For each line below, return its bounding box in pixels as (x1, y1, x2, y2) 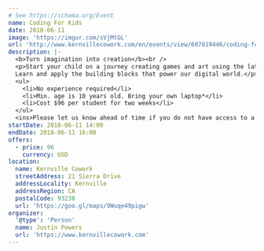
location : (8, 158, 41, 166)
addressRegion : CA (15, 186, 76, 195)
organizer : (8, 209, 44, 217)
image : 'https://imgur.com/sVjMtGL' (8, 33, 128, 42)
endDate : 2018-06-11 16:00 (8, 128, 97, 136)
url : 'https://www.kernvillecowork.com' (15, 231, 149, 239)
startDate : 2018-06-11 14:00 (8, 121, 104, 129)
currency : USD (22, 150, 68, 158)
